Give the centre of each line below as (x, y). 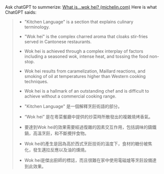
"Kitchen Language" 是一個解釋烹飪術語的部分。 (73, 106)
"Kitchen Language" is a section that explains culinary (79, 22)
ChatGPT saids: (21, 12)
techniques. (36, 81)
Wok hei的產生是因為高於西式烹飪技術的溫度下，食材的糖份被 (86, 144)
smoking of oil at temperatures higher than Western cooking (85, 76)
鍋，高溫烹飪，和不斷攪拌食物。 (57, 133)
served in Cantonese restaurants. (58, 42)
